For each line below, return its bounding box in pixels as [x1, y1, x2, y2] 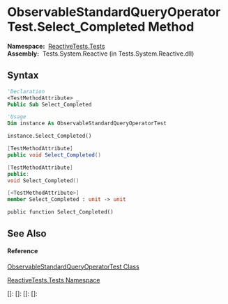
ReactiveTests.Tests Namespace [7, 275, 100, 284]
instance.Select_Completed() [7, 133, 92, 140]
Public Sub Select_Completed [7, 101, 92, 108]
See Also [7, 227, 47, 239]
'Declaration [7, 88, 45, 95]
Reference [7, 247, 38, 255]
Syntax [7, 70, 39, 81]
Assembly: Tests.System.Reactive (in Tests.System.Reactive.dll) [7, 49, 195, 58]
